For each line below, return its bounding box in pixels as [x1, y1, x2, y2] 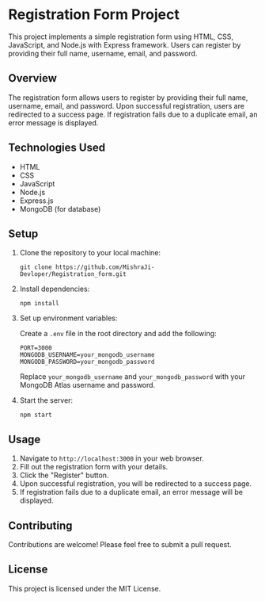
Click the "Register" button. [19, 470, 109, 480]
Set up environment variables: [19, 313, 118, 323]
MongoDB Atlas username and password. [19, 381, 156, 390]
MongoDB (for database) [19, 204, 101, 213]
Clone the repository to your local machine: [19, 248, 161, 258]
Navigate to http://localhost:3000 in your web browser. [19, 454, 204, 463]
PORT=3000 [19, 344, 53, 352]
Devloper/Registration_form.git [19, 270, 127, 278]
